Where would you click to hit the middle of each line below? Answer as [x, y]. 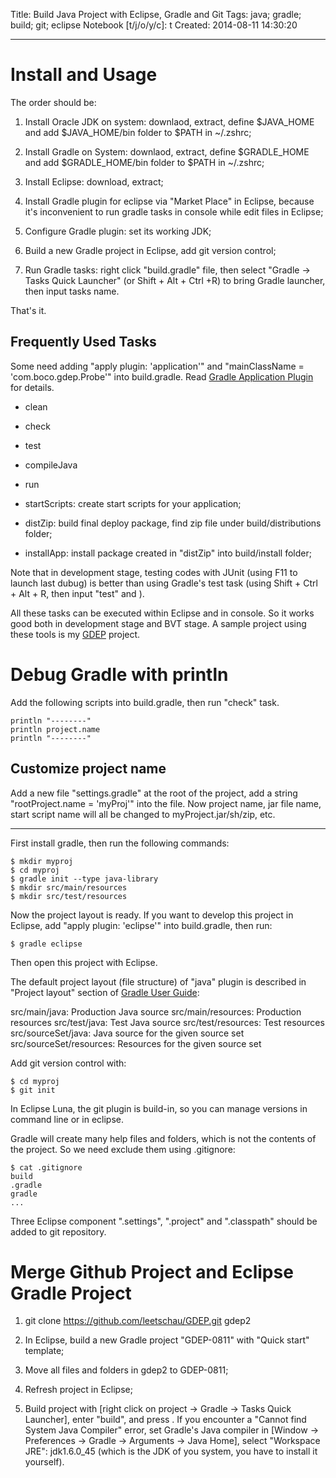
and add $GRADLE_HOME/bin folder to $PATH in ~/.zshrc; [144, 162]
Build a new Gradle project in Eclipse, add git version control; [150, 250]
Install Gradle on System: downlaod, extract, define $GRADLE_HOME [167, 151]
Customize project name [88, 769]
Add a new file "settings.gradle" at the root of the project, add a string [154, 793]
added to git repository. [58, 1231]
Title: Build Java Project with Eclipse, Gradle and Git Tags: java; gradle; [156, 14]
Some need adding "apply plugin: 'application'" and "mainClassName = [157, 366]
